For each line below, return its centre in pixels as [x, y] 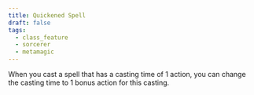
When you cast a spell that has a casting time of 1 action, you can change [127, 74]
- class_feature [42, 37]
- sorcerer [33, 45]
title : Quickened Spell [47, 15]
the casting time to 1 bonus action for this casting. [89, 82]
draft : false [29, 23]
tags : [17, 30]
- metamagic [35, 52]
